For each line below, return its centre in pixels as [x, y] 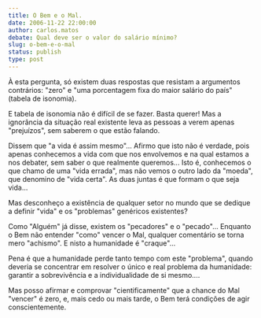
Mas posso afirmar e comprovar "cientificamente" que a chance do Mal [124, 290]
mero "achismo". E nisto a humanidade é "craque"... [92, 243]
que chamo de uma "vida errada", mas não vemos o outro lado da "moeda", [130, 171]
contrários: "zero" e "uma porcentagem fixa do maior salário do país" [121, 90]
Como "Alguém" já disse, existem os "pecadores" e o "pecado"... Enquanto [130, 226]
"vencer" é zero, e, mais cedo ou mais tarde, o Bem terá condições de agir [129, 298]
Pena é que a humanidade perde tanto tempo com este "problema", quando [130, 258]
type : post [26, 60]
